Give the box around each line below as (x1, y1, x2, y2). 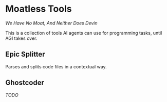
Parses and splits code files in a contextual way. (5, 63, 107, 69)
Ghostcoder (5, 79, 45, 87)
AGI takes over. (5, 35, 38, 41)
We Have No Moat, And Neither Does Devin (5, 20, 98, 26)
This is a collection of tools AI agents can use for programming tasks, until (5, 30, 162, 36)
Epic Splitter (5, 50, 45, 59)
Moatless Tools (5, 3, 72, 15)
